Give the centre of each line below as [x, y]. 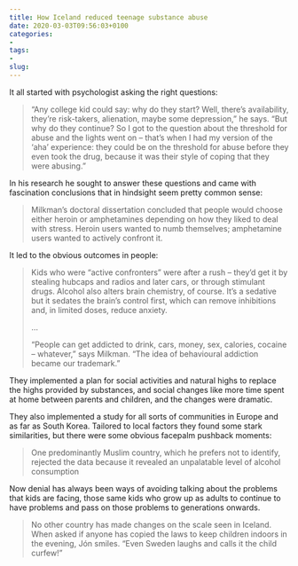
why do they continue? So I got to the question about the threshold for [159, 128]
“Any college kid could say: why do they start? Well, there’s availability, [160, 109]
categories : [31, 34]
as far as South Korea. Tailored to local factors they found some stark [136, 426]
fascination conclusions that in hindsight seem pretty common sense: [136, 193]
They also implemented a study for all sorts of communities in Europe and [144, 416]
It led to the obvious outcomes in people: [84, 255]
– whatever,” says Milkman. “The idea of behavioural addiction [145, 354]
